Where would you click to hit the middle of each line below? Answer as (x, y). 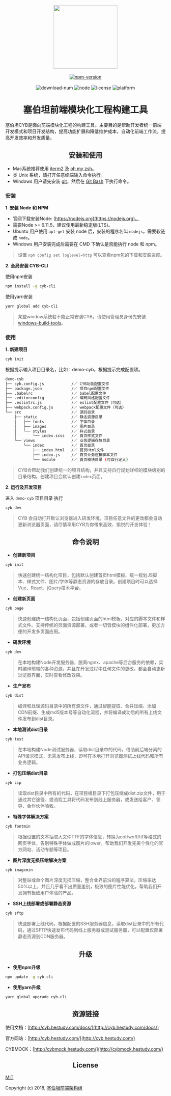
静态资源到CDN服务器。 (43, 937)
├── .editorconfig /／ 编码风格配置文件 (58, 398)
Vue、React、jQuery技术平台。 (51, 588)
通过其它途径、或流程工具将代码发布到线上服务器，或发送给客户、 (87, 799)
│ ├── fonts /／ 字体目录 (55, 422)
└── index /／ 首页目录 (59, 446)
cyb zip (13, 783)
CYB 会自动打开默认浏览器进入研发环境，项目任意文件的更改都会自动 (90, 518)
